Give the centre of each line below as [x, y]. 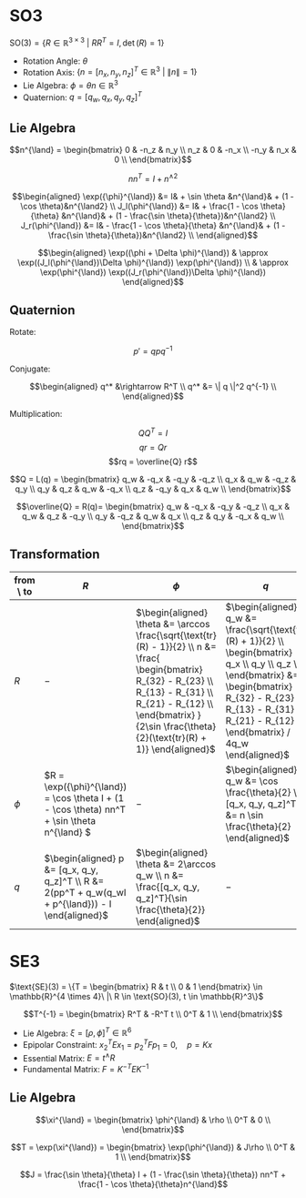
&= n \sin [245, 815]
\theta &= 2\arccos [176, 864]
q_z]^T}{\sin [162, 898]
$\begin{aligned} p [84, 858]
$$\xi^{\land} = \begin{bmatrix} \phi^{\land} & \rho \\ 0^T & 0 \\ [153, 1120]
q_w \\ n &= [159, 875]
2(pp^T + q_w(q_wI [85, 892]
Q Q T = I [153, 432]
